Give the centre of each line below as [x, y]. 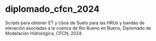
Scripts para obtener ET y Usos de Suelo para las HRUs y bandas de [75, 23]
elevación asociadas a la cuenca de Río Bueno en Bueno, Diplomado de [78, 28]
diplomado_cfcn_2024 [52, 9]
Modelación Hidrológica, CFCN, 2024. [44, 33]
